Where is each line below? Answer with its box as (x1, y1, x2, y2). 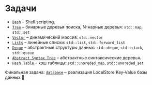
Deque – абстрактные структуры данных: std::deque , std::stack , (12, 44, 144, 50)
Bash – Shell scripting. (12, 19, 56, 25)
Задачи (5, 3, 37, 14)
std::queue (12, 50, 34, 56)
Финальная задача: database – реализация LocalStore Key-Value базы (5, 69, 148, 75)
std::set (12, 30, 30, 35)
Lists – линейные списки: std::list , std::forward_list (12, 39, 125, 45)
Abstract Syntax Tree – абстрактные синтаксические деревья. (12, 55, 141, 60)
